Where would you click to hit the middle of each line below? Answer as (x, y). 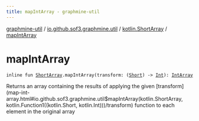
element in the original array (41, 111)
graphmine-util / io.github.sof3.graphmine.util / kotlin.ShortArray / (87, 29)
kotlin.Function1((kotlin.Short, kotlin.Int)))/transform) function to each (91, 105)
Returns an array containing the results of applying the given (80, 86)
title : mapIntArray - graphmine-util (53, 12)
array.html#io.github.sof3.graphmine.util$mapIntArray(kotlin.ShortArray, (94, 98)
